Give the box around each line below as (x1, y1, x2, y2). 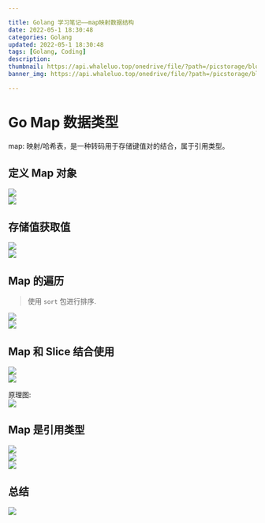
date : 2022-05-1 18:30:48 (8, 25, 93, 34)
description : (8, 55, 51, 63)
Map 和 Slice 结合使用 (8, 345, 114, 358)
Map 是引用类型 (8, 423, 85, 437)
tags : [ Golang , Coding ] (8, 48, 87, 56)
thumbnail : (8, 63, 44, 71)
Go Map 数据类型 (8, 113, 119, 131)
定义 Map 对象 (8, 167, 77, 180)
